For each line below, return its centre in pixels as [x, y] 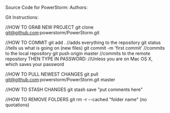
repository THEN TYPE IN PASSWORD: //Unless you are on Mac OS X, [79, 59]
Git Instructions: [22, 17]
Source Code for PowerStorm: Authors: [46, 7]
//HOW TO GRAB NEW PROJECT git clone [50, 27]
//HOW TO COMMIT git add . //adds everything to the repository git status [83, 42]
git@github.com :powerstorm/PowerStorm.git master [60, 80]
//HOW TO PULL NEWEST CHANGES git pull [52, 74]
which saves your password [35, 64]
